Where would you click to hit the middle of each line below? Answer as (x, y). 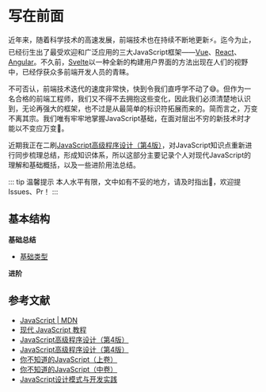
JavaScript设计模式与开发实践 (68, 379)
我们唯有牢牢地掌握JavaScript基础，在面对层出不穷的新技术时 (143, 118)
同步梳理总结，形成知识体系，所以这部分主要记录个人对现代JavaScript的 (133, 154)
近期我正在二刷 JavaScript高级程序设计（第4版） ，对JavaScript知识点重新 (127, 145)
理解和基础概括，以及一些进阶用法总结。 (74, 165)
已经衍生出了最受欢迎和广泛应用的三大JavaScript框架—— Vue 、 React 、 (125, 51)
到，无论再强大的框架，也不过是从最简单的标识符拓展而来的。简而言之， (126, 108)
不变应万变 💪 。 (45, 128)
